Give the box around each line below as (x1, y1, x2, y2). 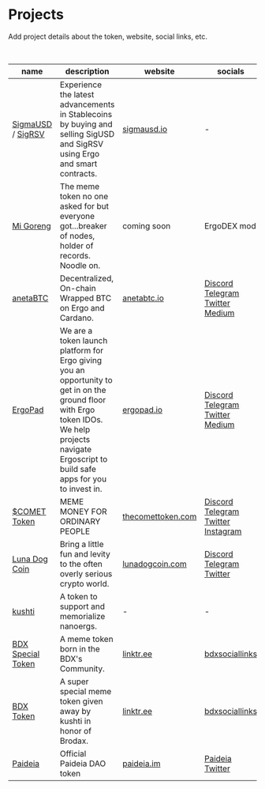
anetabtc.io (121, 293, 164, 304)
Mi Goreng (12, 220, 51, 231)
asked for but (59, 200, 109, 211)
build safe (59, 463, 96, 474)
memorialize (59, 610, 106, 621)
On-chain (59, 282, 96, 293)
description (65, 66, 110, 77)
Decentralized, (59, 273, 114, 284)
